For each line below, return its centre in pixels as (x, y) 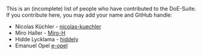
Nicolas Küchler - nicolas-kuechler (58, 27)
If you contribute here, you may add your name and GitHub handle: (89, 15)
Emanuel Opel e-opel (41, 45)
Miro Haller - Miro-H (40, 33)
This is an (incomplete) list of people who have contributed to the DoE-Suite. (101, 9)
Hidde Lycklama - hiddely (47, 39)
